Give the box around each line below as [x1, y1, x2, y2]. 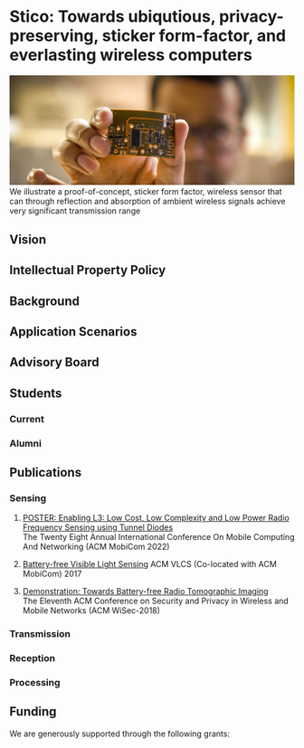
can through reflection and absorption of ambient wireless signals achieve [9, 196, 286, 207]
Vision [9, 232, 47, 247]
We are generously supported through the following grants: [9, 728, 231, 739]
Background [9, 293, 80, 308]
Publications [9, 464, 82, 480]
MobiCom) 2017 [22, 568, 82, 580]
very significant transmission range [9, 205, 141, 216]
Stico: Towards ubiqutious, [9, 6, 216, 27]
